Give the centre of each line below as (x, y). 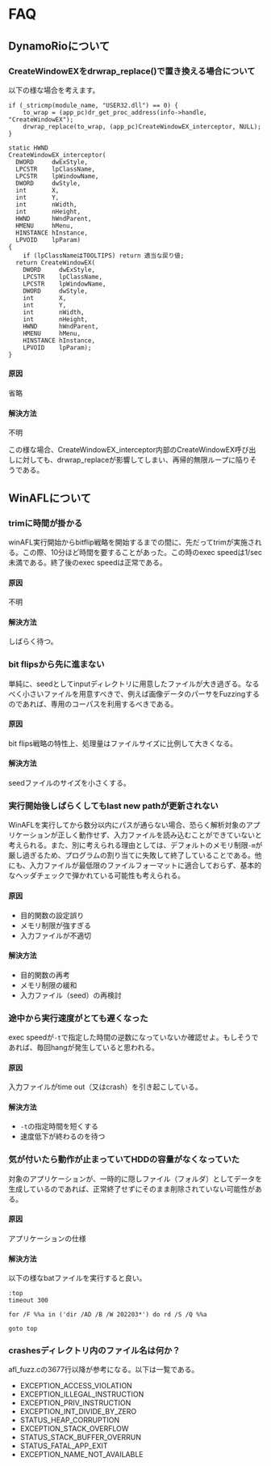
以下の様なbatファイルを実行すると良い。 (77, 1278)
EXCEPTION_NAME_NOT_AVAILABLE (81, 1455)
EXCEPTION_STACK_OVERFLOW (74, 1429)
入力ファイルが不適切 (55, 935)
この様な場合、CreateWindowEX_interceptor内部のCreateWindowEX (122, 450)
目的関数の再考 (45, 975)
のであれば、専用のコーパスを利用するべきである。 (93, 704)
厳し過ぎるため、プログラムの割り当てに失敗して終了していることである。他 (135, 855)
